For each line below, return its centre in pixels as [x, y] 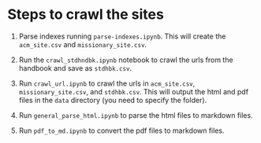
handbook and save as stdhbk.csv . [75, 68]
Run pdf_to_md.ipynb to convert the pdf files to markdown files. [121, 130]
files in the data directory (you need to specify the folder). [113, 100]
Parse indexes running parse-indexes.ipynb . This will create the [122, 36]
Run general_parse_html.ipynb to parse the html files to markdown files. [136, 115]
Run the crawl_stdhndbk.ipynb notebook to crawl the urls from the [126, 60]
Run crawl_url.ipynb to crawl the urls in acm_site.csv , [107, 83]
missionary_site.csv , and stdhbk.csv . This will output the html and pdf [134, 91]
